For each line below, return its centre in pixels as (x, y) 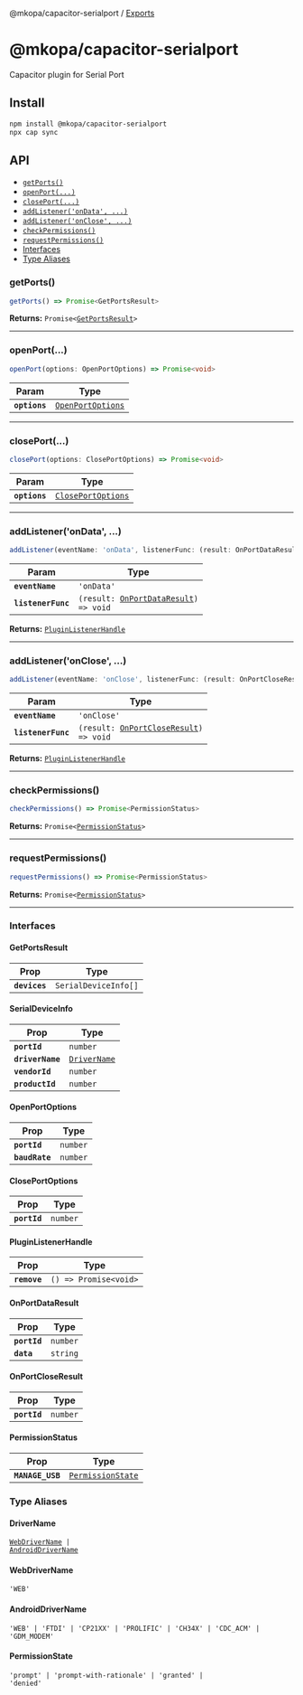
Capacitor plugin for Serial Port (67, 74)
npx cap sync (34, 132)
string (65, 1353)
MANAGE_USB (37, 1476)
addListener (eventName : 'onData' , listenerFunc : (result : (120, 551)
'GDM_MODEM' (32, 1636)
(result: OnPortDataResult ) (138, 599)
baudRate (32, 1158)
